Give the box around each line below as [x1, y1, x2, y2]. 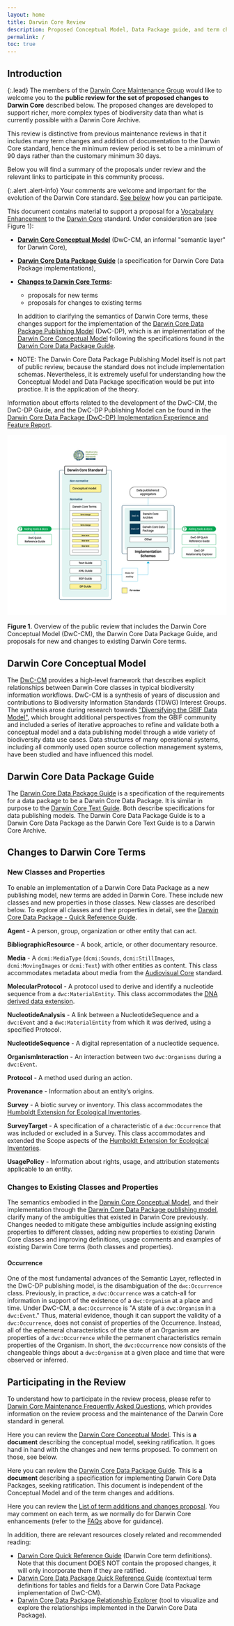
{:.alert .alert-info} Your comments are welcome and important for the [7, 186, 207, 194]
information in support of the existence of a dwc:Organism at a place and [7, 1297, 213, 1305]
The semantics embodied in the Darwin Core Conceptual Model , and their [7, 1197, 219, 1206]
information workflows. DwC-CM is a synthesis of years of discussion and [7, 691, 221, 699]
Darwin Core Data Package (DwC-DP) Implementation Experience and [7, 413, 209, 422]
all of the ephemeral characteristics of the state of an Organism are [7, 1326, 200, 1334]
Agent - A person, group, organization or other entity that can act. [7, 926, 197, 935]
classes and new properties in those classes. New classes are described [7, 898, 216, 907]
